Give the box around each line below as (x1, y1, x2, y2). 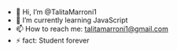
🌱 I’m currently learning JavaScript (15, 15, 128, 25)
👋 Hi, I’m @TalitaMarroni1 (15, 8, 97, 16)
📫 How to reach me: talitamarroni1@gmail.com (15, 24, 169, 33)
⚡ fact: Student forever (15, 36, 90, 45)
